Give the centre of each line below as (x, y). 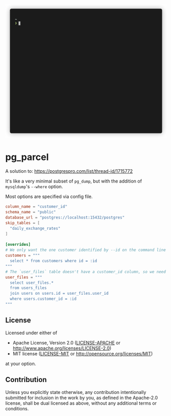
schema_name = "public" (31, 212)
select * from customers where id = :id (54, 261)
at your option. (21, 364)
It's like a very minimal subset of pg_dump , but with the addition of (74, 181)
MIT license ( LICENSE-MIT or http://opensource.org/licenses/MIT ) (83, 353)
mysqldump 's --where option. (34, 187)
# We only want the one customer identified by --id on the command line (86, 250)
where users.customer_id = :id (43, 299)
